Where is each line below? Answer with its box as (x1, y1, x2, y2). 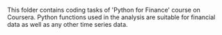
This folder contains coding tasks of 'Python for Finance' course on (7, 6, 200, 14)
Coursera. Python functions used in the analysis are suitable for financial (7, 13, 216, 21)
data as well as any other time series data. (7, 21, 128, 28)
